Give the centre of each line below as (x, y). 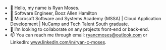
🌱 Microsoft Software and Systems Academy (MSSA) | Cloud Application (86, 18)
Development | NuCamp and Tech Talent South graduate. (70, 24)
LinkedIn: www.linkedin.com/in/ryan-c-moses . (58, 42)
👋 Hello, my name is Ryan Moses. (45, 8)
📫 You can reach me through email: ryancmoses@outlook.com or (79, 35)
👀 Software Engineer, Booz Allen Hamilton (53, 13)
